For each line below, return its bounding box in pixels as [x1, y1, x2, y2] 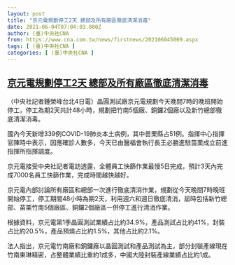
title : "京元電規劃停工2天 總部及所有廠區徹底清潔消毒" [7, 17, 152, 24]
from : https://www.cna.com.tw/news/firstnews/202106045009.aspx [7, 36, 199, 43]
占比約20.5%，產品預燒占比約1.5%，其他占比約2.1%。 [7, 226, 164, 235]
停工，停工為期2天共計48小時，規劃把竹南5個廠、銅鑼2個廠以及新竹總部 [7, 106, 217, 114]
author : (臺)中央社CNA [7, 29, 69, 37]
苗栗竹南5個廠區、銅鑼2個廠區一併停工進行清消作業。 [19, 203, 174, 211]
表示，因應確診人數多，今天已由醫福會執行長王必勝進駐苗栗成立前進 [31, 138, 228, 147]
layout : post [7, 10, 45, 18]
